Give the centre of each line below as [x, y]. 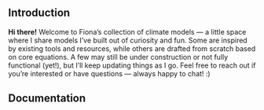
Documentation [47, 99]
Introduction [39, 13]
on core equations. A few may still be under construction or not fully [118, 57]
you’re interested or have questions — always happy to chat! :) [109, 73]
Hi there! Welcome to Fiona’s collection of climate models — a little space [127, 31]
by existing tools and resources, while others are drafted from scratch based [132, 48]
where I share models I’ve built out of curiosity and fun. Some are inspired [128, 40]
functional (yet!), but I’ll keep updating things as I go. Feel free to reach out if [132, 65]
